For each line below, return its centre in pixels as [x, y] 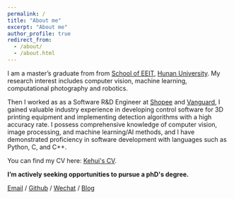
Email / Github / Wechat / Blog [51, 188]
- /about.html [34, 54]
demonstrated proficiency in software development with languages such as [117, 139]
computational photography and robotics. [68, 88]
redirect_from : [30, 40]
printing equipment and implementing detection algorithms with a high [110, 116]
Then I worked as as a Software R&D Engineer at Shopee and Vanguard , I [114, 102]
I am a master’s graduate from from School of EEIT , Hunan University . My [114, 73]
